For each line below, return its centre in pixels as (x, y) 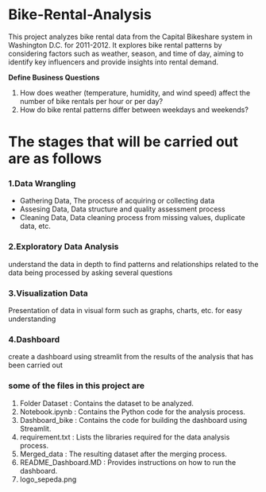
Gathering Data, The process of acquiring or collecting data (117, 201)
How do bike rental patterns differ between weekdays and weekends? (134, 110)
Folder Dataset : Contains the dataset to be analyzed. (107, 403)
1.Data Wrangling (42, 184)
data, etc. (35, 226)
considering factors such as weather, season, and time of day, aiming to (126, 53)
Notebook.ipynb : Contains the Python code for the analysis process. (133, 412)
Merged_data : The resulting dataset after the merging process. (123, 454)
